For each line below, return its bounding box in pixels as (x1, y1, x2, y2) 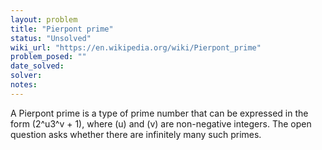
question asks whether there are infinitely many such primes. (10, 128, 262, 140)
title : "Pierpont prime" (10, 24, 114, 34)
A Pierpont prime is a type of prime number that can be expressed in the (10, 107, 309, 119)
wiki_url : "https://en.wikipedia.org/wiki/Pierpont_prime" (10, 42, 262, 53)
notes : (10, 80, 38, 90)
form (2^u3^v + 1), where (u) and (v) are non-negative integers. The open (10, 117, 312, 130)
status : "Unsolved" (10, 33, 92, 43)
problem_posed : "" (10, 52, 87, 62)
